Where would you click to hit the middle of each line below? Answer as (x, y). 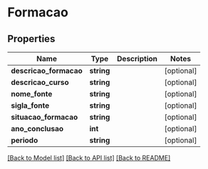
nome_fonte (32, 94)
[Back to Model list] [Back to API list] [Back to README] (89, 158)
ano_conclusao (37, 129)
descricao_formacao (47, 71)
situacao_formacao (45, 117)
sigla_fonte (30, 106)
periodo (25, 140)
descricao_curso (40, 82)
